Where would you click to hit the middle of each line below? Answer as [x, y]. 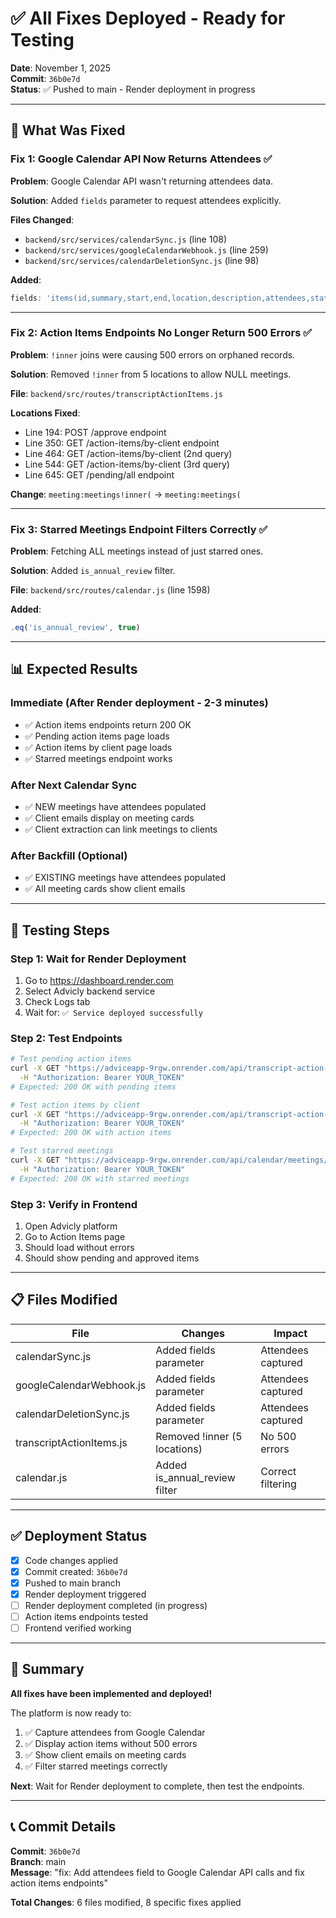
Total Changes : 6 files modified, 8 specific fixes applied [126, 1902]
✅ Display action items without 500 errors [111, 1743]
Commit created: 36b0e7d [76, 1571]
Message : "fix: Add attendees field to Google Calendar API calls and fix [157, 1872]
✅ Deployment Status [79, 1536]
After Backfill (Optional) [69, 855]
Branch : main [38, 1861]
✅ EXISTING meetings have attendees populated [125, 878]
